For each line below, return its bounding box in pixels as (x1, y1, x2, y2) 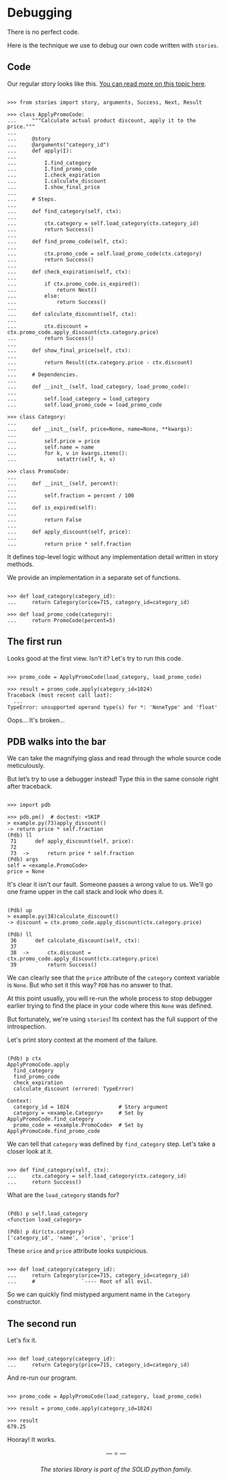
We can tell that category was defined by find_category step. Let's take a (7, 1140, 216, 1148)
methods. (7, 560, 35, 568)
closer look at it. (7, 1148, 53, 1156)
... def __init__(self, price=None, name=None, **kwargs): (7, 425, 193, 433)
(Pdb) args (7, 856, 39, 863)
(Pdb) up (7, 907, 32, 914)
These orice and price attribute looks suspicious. (7, 1246, 149, 1255)
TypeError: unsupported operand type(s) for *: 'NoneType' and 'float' (7, 704, 218, 711)
